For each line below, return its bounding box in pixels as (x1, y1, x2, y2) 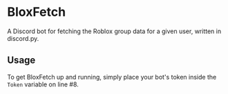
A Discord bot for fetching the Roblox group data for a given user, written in (7, 27, 222, 35)
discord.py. (7, 34, 39, 42)
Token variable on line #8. (7, 80, 79, 88)
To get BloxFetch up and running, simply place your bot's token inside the (7, 73, 217, 81)
